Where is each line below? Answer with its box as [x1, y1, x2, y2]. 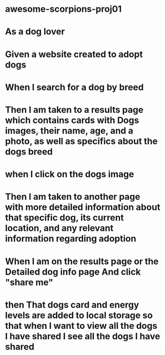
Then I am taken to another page [5, 191, 140, 203]
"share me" [5, 277, 53, 288]
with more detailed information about [5, 202, 161, 213]
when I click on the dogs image [5, 169, 134, 180]
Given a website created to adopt [5, 48, 143, 60]
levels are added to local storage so [5, 310, 153, 321]
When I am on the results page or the [5, 255, 159, 267]
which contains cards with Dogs [5, 114, 139, 126]
